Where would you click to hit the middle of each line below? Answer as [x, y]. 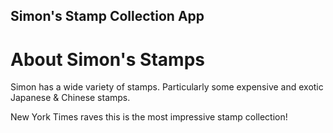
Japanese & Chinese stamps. [70, 98]
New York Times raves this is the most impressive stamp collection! [149, 117]
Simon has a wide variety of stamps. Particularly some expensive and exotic [167, 87]
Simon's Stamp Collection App [107, 16]
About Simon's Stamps [107, 59]
